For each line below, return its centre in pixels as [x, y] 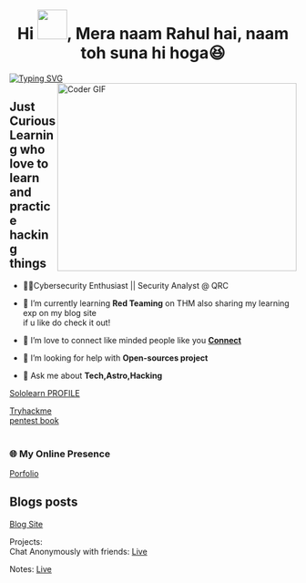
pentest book [34, 420]
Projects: [26, 541]
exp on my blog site [60, 312]
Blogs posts [44, 502]
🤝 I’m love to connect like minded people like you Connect [132, 340]
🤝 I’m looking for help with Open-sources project [115, 358]
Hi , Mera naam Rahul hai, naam [153, 34]
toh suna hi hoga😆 [153, 53]
